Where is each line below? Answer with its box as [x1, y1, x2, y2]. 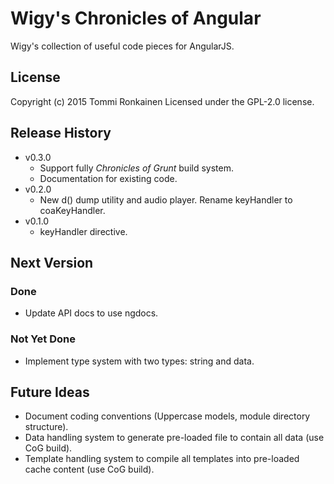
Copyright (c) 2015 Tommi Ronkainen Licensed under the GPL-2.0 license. [10, 95, 315, 107]
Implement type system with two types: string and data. [24, 355, 255, 367]
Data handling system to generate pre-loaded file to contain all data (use [24, 432, 325, 444]
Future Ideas [10, 383, 90, 401]
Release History [10, 125, 112, 142]
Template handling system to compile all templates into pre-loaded [24, 453, 300, 465]
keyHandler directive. [39, 225, 128, 237]
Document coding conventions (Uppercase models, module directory [24, 410, 311, 422]
